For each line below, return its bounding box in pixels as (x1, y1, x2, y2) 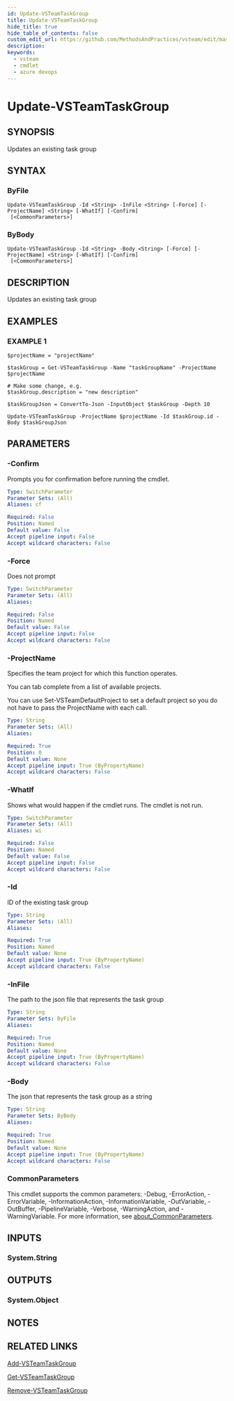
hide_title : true (7, 23, 58, 30)
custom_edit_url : (7, 36, 58, 43)
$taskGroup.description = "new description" (7, 388, 139, 396)
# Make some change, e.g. (7, 382, 82, 389)
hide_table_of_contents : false (7, 29, 98, 37)
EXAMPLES (7, 315, 58, 327)
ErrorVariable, (7, 1197, 47, 1205)
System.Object (7, 1295, 59, 1305)
